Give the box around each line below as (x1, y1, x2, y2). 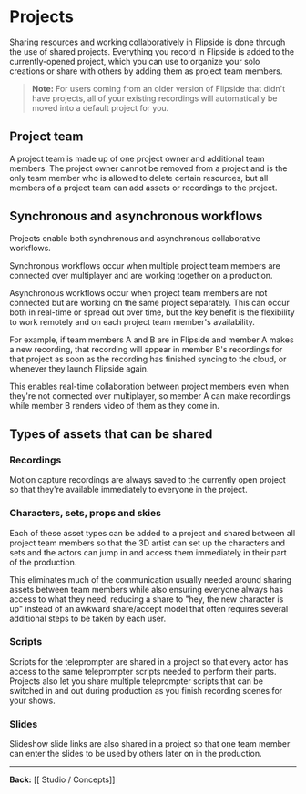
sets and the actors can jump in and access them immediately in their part (9, 546, 287, 557)
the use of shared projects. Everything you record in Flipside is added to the (9, 46, 294, 56)
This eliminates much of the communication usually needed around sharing (9, 574, 292, 585)
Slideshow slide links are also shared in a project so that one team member (9, 738, 291, 749)
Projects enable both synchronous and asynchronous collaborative (9, 232, 261, 243)
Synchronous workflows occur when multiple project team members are (9, 260, 280, 270)
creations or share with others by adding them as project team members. (9, 66, 283, 76)
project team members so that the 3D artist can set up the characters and (9, 537, 285, 548)
